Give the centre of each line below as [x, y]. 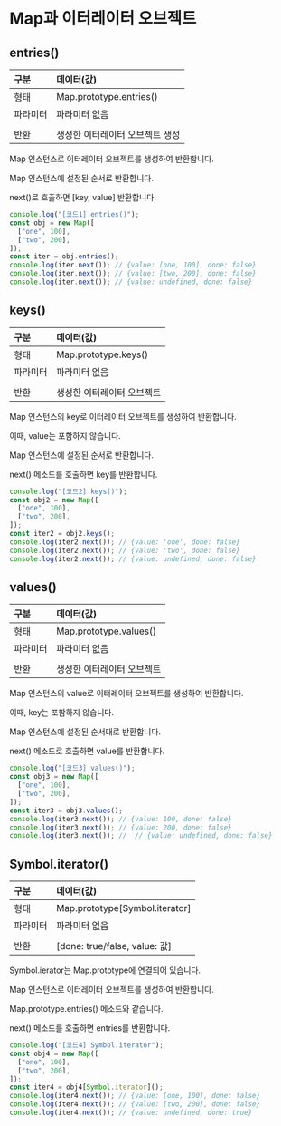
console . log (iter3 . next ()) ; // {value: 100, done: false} [121, 819]
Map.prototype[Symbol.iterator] [123, 908]
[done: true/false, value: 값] [113, 946]
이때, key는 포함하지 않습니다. [62, 713]
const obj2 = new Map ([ [54, 500]
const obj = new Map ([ [52, 223]
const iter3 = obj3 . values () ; [66, 811]
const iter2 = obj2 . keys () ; [62, 534]
